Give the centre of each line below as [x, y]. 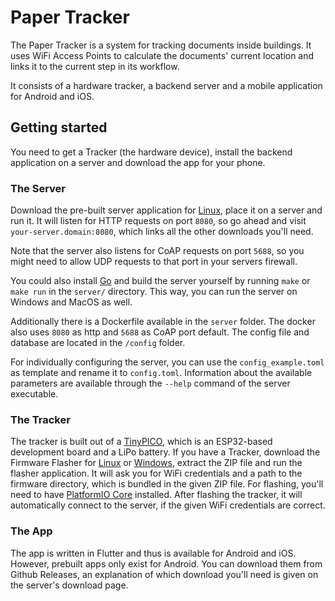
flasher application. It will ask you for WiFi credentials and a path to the [156, 473]
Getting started [59, 127]
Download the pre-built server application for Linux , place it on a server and [166, 210]
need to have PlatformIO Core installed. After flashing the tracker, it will [156, 495]
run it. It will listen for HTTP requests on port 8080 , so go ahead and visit [158, 221]
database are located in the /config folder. [98, 343]
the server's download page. [69, 585]
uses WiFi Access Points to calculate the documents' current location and [162, 55]
